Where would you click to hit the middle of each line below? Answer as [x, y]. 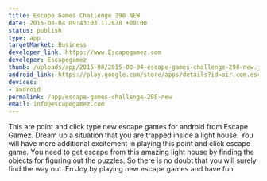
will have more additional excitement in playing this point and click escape [129, 144]
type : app [25, 38]
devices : [23, 82]
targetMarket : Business [48, 45]
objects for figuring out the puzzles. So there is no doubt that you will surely [132, 160]
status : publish [35, 30]
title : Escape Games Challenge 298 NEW [74, 15]
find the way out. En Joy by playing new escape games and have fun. [122, 169]
